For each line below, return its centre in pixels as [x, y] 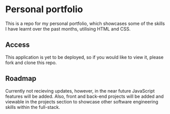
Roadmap [21, 79]
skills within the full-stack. [33, 107]
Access [17, 45]
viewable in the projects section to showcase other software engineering [82, 102]
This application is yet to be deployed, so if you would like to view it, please [84, 57]
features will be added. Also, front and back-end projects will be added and [85, 96]
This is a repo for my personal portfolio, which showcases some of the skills [85, 23]
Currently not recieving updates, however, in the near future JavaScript [80, 91]
